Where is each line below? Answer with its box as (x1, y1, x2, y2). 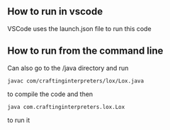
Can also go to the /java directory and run (7, 64, 129, 72)
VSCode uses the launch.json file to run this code (7, 24, 152, 32)
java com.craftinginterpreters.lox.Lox (7, 103, 125, 110)
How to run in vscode (7, 6, 103, 18)
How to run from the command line (7, 45, 164, 57)
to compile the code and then (7, 90, 93, 98)
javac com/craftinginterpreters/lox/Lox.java (7, 77, 144, 84)
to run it (7, 116, 30, 124)
